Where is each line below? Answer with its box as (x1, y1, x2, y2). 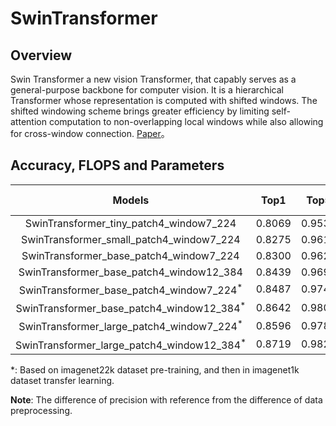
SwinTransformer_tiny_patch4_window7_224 (24, 216, 237, 230)
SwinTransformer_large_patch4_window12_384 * (15, 336, 247, 352)
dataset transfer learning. (10, 375, 115, 387)
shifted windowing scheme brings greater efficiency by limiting (10, 105, 270, 117)
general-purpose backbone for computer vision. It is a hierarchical (10, 84, 284, 96)
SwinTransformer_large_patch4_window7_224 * (18, 318, 243, 334)
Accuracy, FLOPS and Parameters (10, 157, 225, 174)
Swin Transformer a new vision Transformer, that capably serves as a (10, 73, 297, 85)
